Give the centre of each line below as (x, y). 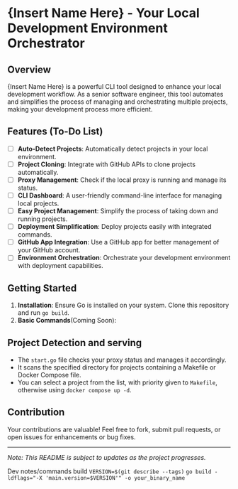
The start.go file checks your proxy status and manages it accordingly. (122, 360)
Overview (29, 69)
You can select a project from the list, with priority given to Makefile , (117, 382)
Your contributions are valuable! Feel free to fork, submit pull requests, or (114, 429)
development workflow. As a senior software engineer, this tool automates (115, 94)
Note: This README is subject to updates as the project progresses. (107, 457)
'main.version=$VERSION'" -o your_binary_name (115, 478)
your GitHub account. (49, 250)
